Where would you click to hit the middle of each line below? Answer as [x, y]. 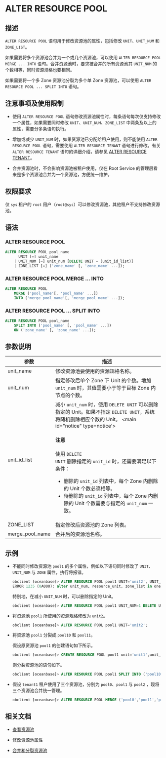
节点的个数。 [70, 396]
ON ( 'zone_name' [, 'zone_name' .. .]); [55, 330]
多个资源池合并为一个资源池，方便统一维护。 [66, 174]
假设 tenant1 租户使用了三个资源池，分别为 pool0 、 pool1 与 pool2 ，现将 [86, 684]
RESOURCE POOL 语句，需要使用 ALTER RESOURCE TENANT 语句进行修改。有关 [86, 145]
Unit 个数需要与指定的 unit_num [111, 503]
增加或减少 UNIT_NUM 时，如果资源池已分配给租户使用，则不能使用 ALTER [85, 139]
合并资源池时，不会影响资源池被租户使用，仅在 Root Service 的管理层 [83, 168]
